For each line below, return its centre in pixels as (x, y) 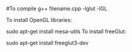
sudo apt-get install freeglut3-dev (47, 43)
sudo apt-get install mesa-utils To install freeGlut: (66, 31)
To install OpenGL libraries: (39, 20)
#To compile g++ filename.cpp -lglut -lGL (57, 9)
